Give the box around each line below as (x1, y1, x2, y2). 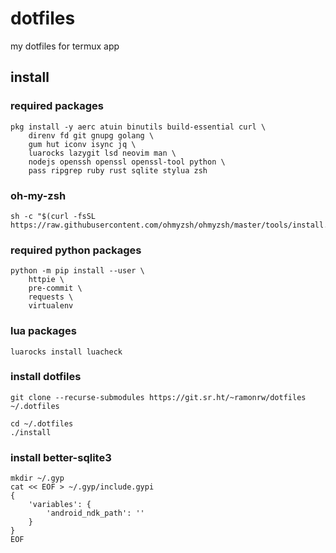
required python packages (10, 243, 142, 257)
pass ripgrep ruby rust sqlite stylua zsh (28, 165, 208, 176)
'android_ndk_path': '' (46, 508, 145, 519)
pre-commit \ (28, 283, 83, 294)
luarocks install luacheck (10, 347, 123, 357)
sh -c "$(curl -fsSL (10, 211, 97, 221)
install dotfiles (10, 370, 82, 384)
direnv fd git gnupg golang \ (28, 130, 155, 141)
